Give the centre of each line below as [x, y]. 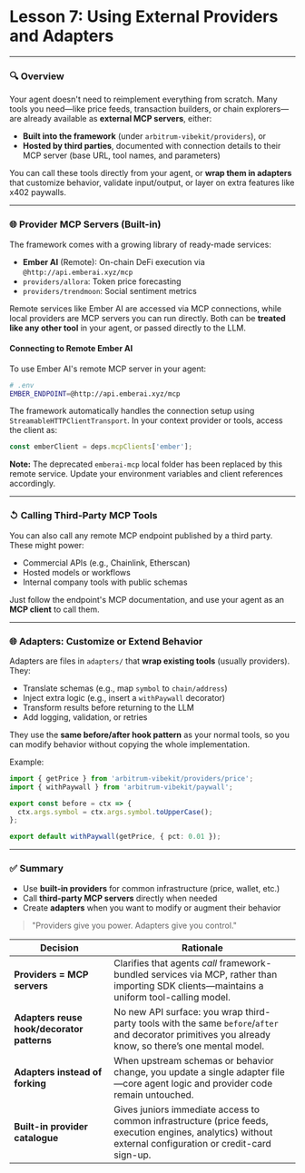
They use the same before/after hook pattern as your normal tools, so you [150, 734]
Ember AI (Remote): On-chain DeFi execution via [114, 261]
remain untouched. [153, 1094]
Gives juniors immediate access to [187, 1109]
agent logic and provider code [208, 1083]
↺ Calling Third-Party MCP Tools [84, 516]
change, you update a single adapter [191, 1071]
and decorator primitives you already [192, 1034]
